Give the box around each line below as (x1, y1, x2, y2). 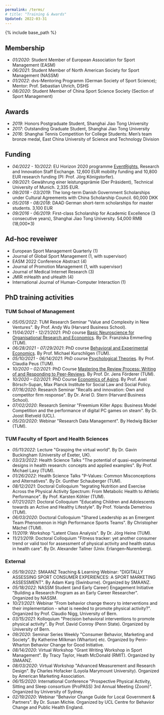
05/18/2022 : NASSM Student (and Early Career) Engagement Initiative (12, 584, 154, 591)
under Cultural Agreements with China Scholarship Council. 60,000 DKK (12, 195, 158, 200)
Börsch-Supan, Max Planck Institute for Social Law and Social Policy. (12, 382, 151, 388)
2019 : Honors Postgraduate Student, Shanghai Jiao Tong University (12, 121, 148, 126)
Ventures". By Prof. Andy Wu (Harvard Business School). (12, 324, 127, 330)
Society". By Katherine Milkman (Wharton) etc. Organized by (12, 637, 135, 642)
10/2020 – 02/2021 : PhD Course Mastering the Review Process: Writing (12, 366, 156, 372)
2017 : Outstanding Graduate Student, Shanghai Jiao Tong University (12, 126, 150, 131)
